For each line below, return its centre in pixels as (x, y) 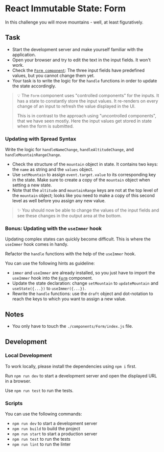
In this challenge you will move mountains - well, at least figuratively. (74, 22)
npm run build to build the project (46, 429)
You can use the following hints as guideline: (50, 264)
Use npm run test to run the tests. (39, 390)
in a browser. (18, 381)
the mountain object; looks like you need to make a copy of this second (83, 196)
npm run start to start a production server (55, 434)
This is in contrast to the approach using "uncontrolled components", (87, 115)
